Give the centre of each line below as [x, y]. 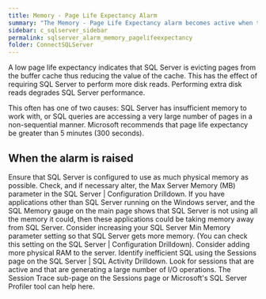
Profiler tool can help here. [51, 286]
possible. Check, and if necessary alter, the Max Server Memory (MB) [122, 185]
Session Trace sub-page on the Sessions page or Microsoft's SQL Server [128, 278]
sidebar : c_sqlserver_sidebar [58, 30]
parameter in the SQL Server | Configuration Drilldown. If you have [117, 194]
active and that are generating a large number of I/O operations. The [120, 269]
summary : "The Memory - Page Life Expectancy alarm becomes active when [131, 23]
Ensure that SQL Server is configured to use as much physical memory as [129, 177]
